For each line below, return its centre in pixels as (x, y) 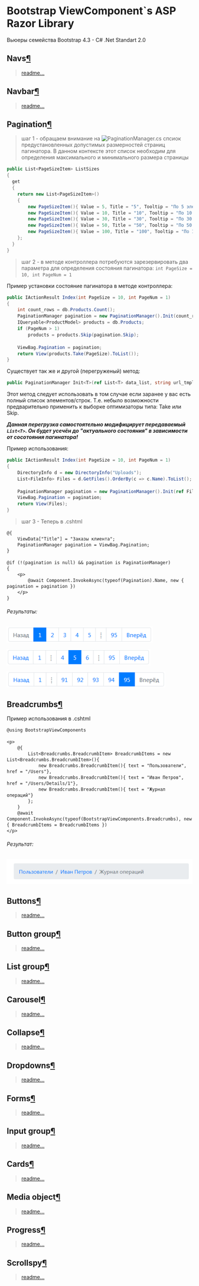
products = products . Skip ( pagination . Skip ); (84, 335)
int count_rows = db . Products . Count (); (66, 310)
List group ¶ (28, 967)
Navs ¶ (19, 58)
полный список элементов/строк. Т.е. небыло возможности (83, 401)
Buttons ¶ (24, 901)
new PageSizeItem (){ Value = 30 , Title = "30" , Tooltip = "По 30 (110, 219)
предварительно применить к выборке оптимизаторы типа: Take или (94, 407)
